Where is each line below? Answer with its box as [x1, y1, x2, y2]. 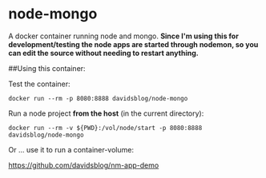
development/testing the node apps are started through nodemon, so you [8, 39, 259, 49]
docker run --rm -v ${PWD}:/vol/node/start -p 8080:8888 [8, 124, 203, 132]
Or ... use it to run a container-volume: [8, 144, 135, 154]
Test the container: [8, 79, 71, 89]
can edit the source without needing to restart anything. [8, 48, 199, 57]
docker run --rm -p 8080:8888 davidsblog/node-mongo [8, 94, 188, 102]
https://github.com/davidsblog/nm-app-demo [8, 160, 159, 170]
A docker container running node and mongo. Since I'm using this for [8, 31, 239, 41]
